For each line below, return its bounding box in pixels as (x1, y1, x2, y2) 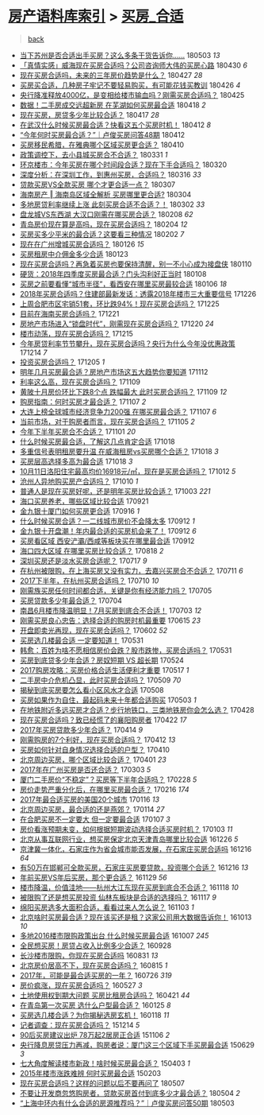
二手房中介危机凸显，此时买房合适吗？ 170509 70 (19, 675, 182, 685)
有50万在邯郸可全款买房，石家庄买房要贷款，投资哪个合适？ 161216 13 (19, 862, 249, 872)
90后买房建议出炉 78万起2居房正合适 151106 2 (19, 1030, 170, 1039)
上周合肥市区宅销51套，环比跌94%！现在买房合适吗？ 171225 (19, 299, 220, 309)
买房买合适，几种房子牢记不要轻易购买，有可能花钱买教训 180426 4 (19, 80, 241, 90)
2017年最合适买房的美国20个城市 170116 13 (19, 794, 160, 804)
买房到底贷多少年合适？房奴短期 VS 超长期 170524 (19, 655, 185, 665)
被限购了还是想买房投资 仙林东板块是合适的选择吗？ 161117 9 (19, 892, 216, 902)
